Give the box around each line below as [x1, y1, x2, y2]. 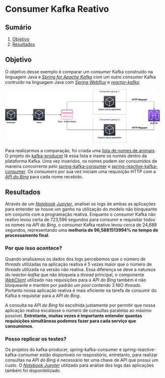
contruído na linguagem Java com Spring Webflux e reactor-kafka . [5, 79, 141, 85]
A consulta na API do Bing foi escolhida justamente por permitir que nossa [5, 302, 156, 308]
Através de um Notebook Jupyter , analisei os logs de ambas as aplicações [5, 201, 156, 207]
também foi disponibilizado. [5, 367, 61, 373]
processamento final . [5, 233, 50, 239]
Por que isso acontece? [5, 245, 62, 252]
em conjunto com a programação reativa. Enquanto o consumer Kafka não [5, 211, 156, 217]
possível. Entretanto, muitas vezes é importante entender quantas [5, 312, 142, 318]
